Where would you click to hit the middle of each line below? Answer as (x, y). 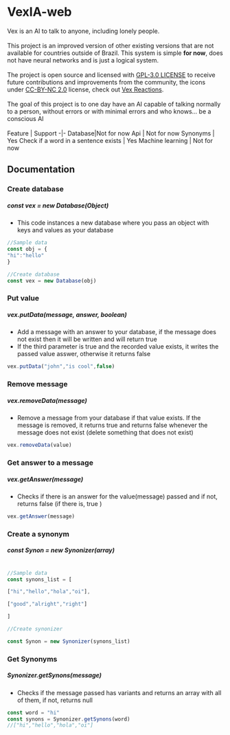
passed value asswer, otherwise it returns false (84, 354)
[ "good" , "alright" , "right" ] (47, 604)
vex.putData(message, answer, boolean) (67, 314)
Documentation (41, 169)
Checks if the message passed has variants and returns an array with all (119, 692)
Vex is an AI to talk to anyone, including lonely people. (83, 31)
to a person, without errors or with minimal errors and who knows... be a (109, 111)
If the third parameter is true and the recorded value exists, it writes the (118, 347)
